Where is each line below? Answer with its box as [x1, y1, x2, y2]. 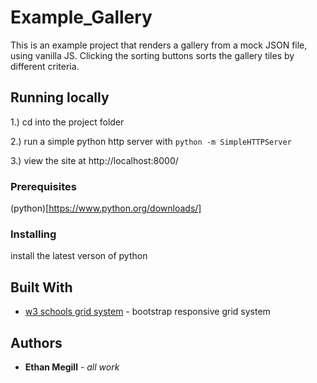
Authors [10, 334, 63, 351]
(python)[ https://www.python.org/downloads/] [10, 202, 202, 215]
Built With [10, 279, 73, 296]
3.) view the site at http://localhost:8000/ [10, 154, 179, 166]
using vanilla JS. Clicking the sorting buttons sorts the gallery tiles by [10, 49, 295, 61]
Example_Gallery [10, 6, 153, 29]
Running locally [10, 89, 110, 106]
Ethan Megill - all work [24, 361, 120, 373]
